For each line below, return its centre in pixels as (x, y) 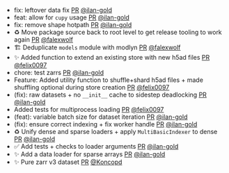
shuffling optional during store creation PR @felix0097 (92, 87)
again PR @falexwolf (44, 40)
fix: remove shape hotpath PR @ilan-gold (73, 25)
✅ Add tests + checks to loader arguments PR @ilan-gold (96, 146)
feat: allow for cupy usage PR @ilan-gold (72, 17)
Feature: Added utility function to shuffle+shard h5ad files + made (109, 80)
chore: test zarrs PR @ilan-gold (59, 73)
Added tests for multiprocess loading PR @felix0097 (89, 109)
